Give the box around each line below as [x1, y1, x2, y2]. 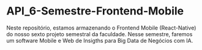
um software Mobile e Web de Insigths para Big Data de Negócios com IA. [6, 37, 193, 44]
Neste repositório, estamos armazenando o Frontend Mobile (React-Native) [6, 24, 196, 31]
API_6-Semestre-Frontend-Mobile [6, 4, 184, 18]
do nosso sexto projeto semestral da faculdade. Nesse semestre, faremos [6, 30, 193, 37]
